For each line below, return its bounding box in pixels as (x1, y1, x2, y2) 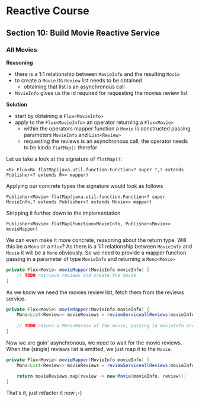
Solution (6, 101, 28, 108)
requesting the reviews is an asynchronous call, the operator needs (23, 138, 188, 145)
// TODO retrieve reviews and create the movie (17, 272, 136, 278)
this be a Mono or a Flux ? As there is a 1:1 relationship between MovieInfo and (6, 243, 192, 250)
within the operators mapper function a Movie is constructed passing (23, 125, 191, 132)
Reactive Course (6, 4, 90, 18)
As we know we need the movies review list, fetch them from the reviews (6, 289, 185, 296)
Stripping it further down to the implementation (6, 209, 121, 216)
